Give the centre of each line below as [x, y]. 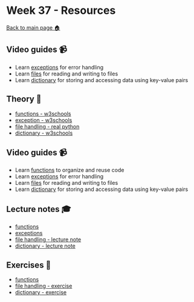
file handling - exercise [44, 286]
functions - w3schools [43, 114]
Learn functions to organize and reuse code [70, 170]
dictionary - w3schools [44, 133]
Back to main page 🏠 [33, 27]
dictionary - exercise [41, 292]
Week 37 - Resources [61, 11]
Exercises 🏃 [29, 265]
